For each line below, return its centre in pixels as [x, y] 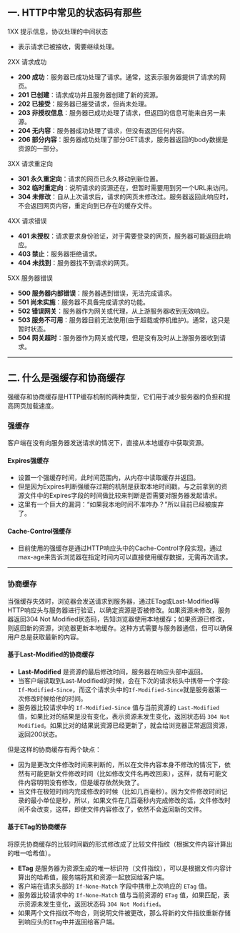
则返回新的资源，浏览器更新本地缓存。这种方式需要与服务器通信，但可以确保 [120, 628]
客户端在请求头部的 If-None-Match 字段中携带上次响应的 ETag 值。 [114, 886]
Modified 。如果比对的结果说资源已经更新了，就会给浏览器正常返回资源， [125, 725]
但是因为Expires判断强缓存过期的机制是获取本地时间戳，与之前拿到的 [119, 487]
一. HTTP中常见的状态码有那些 [74, 13]
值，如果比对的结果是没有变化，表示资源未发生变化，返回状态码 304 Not [124, 716]
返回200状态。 [39, 734]
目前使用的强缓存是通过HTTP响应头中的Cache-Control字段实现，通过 [120, 548]
